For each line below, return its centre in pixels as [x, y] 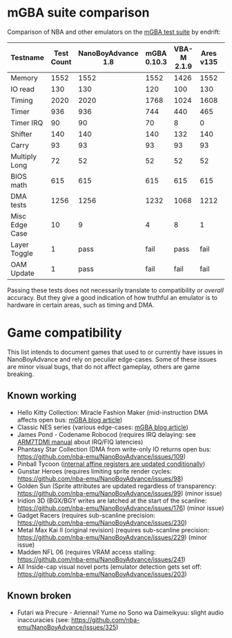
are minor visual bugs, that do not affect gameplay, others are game [104, 366]
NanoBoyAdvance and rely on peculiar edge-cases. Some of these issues [112, 359]
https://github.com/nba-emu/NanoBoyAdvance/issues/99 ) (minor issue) [119, 493]
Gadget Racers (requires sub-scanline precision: [86, 515]
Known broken [39, 596]
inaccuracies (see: [43, 619]
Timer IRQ [27, 122]
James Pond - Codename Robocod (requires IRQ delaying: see [106, 434]
